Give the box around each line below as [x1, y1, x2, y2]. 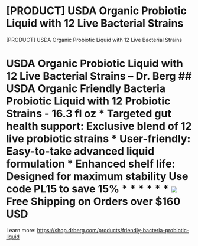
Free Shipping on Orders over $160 [6, 195, 181, 208]
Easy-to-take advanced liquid [6, 145, 155, 158]
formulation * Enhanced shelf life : [6, 158, 176, 170]
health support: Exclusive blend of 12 [6, 120, 192, 133]
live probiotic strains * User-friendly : [6, 132, 191, 146]
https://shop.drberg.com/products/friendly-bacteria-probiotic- [37, 227, 189, 234]
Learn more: [6, 227, 36, 234]
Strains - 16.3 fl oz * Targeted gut [6, 107, 171, 120]
